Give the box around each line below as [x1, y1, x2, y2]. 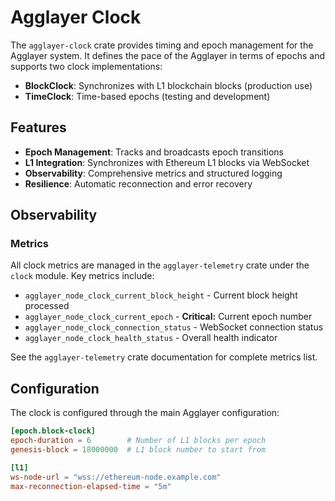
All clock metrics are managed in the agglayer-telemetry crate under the [10, 259, 310, 271]
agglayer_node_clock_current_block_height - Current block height [24, 289, 298, 301]
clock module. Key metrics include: [10, 270, 155, 282]
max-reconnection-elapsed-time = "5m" [10, 481, 172, 491]
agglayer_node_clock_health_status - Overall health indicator [24, 332, 278, 344]
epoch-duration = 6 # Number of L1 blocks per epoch [10, 436, 267, 446]
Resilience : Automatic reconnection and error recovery [24, 177, 253, 190]
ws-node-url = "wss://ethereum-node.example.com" [10, 472, 222, 482]
